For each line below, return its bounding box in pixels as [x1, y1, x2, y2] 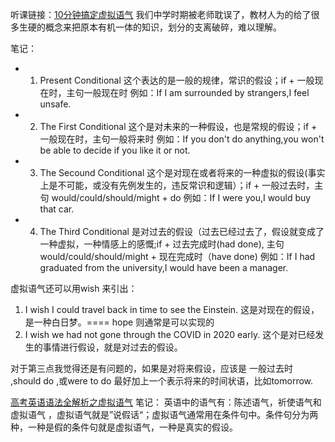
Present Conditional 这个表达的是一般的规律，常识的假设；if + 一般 [39, 74, 315, 86]
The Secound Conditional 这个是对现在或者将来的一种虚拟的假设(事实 [39, 167, 326, 178]
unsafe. [39, 98, 72, 110]
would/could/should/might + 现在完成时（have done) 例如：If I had [39, 251, 316, 262]
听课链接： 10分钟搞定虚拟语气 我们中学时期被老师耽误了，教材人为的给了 [10, 9, 312, 20]
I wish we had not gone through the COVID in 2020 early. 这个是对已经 [24, 329, 316, 340]
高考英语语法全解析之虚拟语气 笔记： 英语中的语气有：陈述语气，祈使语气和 [10, 396, 322, 408]
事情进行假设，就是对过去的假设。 [42, 341, 183, 353]
